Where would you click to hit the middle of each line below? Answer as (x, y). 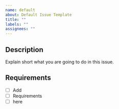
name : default (20, 10)
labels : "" (17, 24)
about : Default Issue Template (39, 15)
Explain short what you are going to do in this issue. (59, 62)
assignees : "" (20, 29)
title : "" (16, 19)
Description (24, 50)
